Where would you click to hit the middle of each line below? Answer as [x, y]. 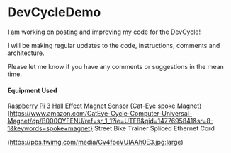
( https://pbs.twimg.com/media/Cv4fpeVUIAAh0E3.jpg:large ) [95, 142]
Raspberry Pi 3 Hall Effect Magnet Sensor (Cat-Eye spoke [91, 106]
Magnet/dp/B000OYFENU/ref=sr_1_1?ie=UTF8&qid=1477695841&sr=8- [111, 121]
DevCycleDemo [54, 12]
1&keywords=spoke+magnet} [50, 128]
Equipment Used [33, 90]
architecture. [26, 53]
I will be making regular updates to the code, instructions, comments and [114, 45]
